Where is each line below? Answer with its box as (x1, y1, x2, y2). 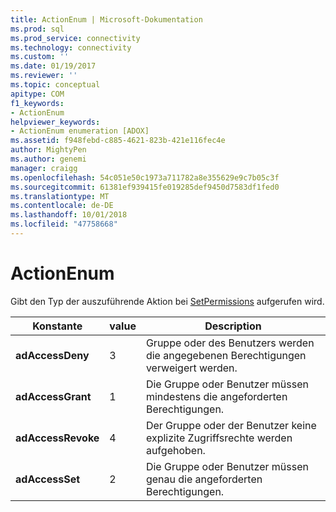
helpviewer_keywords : (10, 117, 101, 127)
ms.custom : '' (10, 52, 70, 62)
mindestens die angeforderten (145, 389, 288, 403)
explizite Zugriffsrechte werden (145, 431, 293, 445)
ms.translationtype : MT (10, 191, 110, 201)
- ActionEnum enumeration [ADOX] (10, 126, 150, 136)
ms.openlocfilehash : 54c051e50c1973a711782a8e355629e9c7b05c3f (10, 172, 280, 183)
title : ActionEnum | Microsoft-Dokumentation (10, 14, 203, 25)
